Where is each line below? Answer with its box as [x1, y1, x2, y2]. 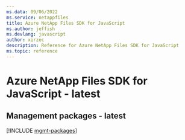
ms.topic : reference [6, 48, 58, 54]
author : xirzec [6, 37, 45, 43]
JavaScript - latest [6, 87, 101, 100]
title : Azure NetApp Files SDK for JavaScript [6, 20, 125, 26]
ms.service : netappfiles [6, 14, 69, 21]
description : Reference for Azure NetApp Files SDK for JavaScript [6, 43, 180, 49]
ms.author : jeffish [6, 25, 55, 32]
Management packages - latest [6, 111, 127, 121]
